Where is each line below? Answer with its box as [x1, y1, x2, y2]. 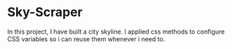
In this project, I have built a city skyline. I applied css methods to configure [7, 27, 225, 36]
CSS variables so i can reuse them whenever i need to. [7, 34, 165, 43]
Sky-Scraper [7, 4, 83, 20]
